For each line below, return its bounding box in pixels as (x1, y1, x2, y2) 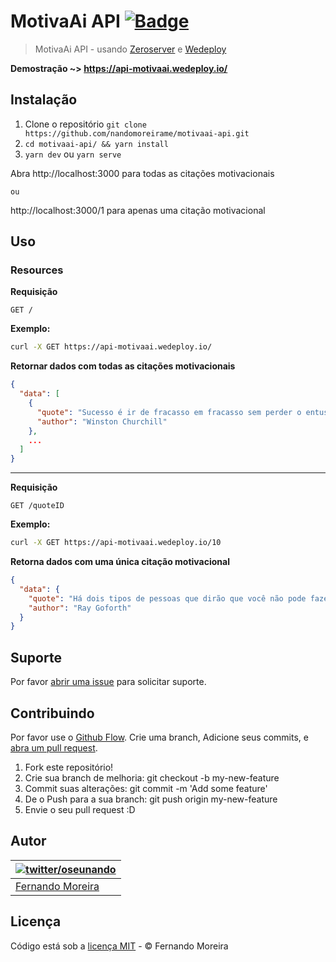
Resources (10, 263, 64, 277)
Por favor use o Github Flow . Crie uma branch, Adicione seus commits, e (10, 731, 309, 743)
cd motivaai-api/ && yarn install (24, 139, 169, 149)
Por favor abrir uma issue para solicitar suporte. (10, 676, 207, 688)
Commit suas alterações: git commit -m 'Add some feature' (24, 782, 268, 794)
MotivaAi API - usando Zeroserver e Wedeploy (34, 43, 227, 55)
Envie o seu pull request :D (24, 803, 136, 815)
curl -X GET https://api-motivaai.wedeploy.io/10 (10, 538, 222, 548)
